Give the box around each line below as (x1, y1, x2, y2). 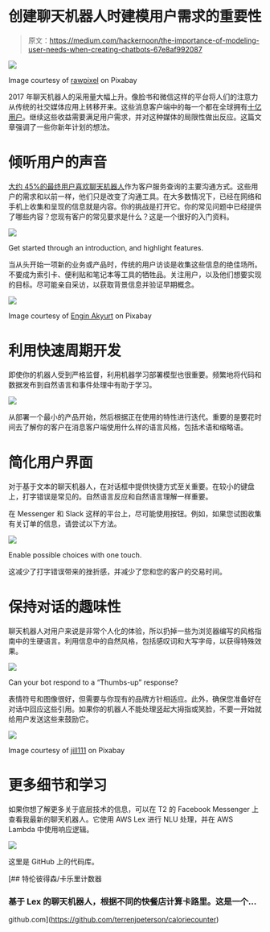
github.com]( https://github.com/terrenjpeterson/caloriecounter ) (8, 914, 219, 924)
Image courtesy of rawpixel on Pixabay (8, 75, 138, 85)
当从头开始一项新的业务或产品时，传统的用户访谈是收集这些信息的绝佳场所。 (8, 259, 262, 269)
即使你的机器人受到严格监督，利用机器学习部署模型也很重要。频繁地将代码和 (8, 370, 262, 379)
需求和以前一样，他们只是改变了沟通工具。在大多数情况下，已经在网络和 (22, 191, 262, 201)
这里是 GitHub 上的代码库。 (8, 856, 99, 866)
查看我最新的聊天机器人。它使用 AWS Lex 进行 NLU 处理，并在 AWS (8, 814, 234, 824)
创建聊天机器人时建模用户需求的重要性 (8, 7, 263, 26)
